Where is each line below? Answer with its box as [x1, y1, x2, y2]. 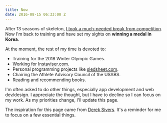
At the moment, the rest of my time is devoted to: [5, 46, 106, 52]
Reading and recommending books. [12, 77, 86, 83]
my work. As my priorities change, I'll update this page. [5, 97, 119, 103]
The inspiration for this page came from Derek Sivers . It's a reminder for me [5, 107, 161, 113]
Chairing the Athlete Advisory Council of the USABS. [12, 71, 121, 77]
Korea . [5, 36, 19, 42]
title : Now [5, 7, 28, 12]
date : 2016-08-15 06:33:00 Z [5, 12, 66, 17]
